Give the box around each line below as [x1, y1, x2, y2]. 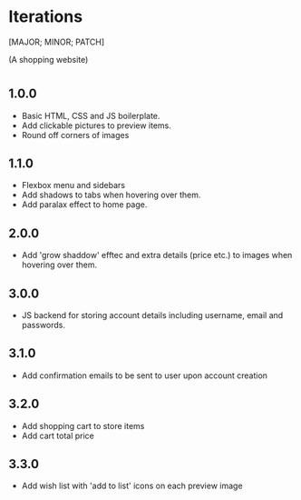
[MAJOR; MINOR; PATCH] [8, 36, 105, 47]
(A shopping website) [8, 54, 89, 65]
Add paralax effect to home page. [21, 199, 148, 210]
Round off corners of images [21, 129, 130, 140]
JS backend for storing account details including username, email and [21, 309, 284, 320]
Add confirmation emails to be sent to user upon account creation [21, 370, 268, 381]
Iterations [8, 6, 83, 27]
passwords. [21, 319, 65, 330]
